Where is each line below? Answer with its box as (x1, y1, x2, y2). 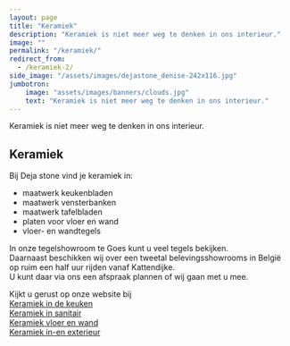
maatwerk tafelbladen (21, 207, 103, 217)
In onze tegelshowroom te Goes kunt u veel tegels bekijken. (9, 243, 229, 254)
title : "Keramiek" (9, 21, 78, 30)
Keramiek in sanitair (9, 308, 82, 318)
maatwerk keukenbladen (21, 188, 113, 198)
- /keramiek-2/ (17, 63, 74, 72)
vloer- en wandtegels (21, 225, 101, 237)
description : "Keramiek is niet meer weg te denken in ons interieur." (9, 30, 281, 38)
